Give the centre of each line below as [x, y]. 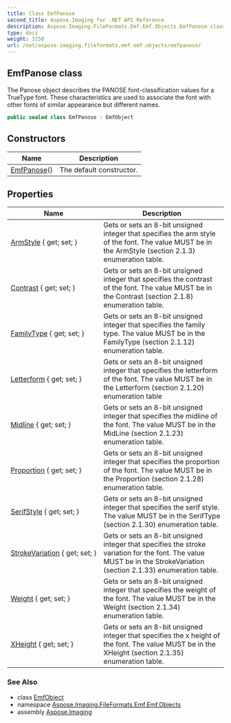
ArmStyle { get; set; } [44, 242]
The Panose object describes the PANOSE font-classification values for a [111, 90]
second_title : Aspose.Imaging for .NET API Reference [86, 20]
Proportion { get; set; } [46, 470]
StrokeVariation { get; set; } [54, 553]
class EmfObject [40, 697]
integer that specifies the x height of [162, 636]
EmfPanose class [45, 73]
